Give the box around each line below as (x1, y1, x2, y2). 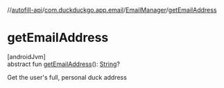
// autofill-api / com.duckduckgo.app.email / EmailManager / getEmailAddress (7, 6, 217, 14)
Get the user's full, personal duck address (7, 73, 127, 81)
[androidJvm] (7, 52, 46, 60)
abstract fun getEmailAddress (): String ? (7, 60, 120, 68)
